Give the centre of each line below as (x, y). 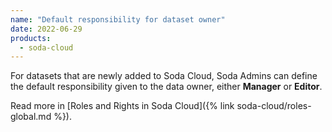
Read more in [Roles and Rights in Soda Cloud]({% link (122, 106)
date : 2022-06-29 (46, 29)
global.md (31, 117)
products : (31, 38)
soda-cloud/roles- (274, 106)
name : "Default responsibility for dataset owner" (118, 19)
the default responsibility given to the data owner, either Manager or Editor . (166, 87)
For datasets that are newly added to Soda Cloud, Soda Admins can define (164, 76)
